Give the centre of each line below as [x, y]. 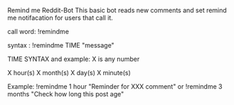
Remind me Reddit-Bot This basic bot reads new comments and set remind [117, 10]
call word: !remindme [38, 32]
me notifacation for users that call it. [60, 18]
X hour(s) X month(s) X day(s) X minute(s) [69, 73]
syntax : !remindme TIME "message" [61, 45]
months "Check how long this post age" [66, 94]
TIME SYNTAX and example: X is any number [74, 59]
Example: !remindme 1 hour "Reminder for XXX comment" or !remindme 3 [115, 87]
